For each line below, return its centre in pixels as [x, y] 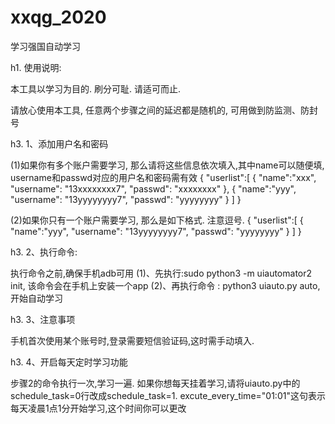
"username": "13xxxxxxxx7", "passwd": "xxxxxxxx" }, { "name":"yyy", [153, 188]
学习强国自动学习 [45, 46]
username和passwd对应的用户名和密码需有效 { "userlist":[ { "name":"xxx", [163, 177]
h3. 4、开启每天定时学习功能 [69, 362]
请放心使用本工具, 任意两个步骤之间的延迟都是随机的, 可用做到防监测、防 [160, 110]
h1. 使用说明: [36, 67]
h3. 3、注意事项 [43, 319]
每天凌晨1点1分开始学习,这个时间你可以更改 [98, 408]
